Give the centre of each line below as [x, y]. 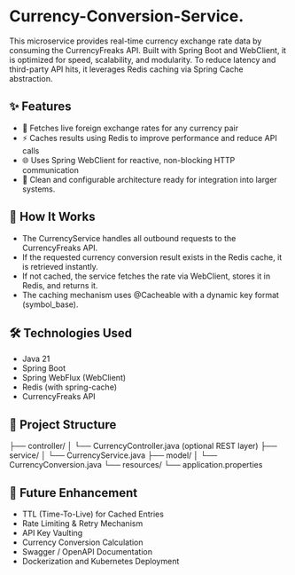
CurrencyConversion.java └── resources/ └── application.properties [136, 465]
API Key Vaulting [52, 533]
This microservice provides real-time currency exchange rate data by [136, 41]
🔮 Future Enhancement [74, 493]
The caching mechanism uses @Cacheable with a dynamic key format [150, 295]
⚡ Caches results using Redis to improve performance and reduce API [149, 138]
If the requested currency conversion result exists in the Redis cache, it [152, 257]
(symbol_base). [50, 304]
